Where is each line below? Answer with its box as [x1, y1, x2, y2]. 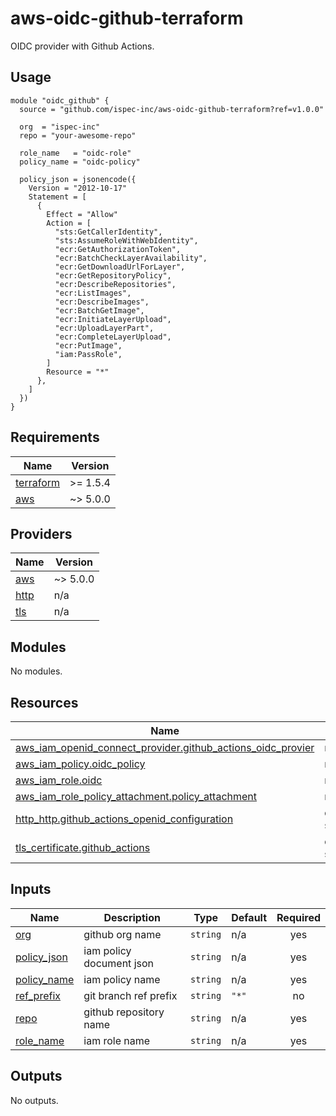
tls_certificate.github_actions [15, 841, 151, 854]
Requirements [10, 429, 100, 446]
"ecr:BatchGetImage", [54, 305, 145, 316]
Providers [10, 525, 73, 542]
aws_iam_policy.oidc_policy [15, 757, 146, 771]
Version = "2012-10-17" [28, 183, 128, 193]
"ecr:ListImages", [54, 288, 132, 298]
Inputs [10, 881, 52, 898]
